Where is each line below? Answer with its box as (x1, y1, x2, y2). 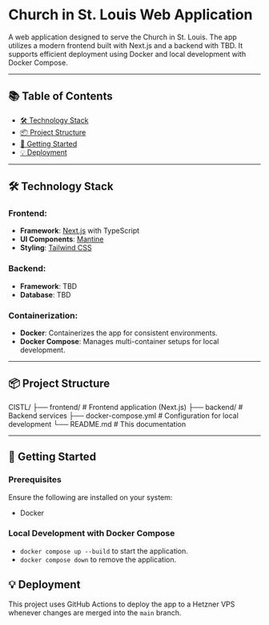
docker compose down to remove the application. (19, 554, 177, 564)
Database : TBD (19, 290, 71, 299)
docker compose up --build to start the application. (19, 546, 188, 555)
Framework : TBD (19, 281, 78, 290)
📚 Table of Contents (8, 90, 114, 103)
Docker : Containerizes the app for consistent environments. (19, 328, 218, 338)
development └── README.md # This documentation (8, 419, 187, 428)
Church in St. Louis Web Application (8, 6, 253, 24)
